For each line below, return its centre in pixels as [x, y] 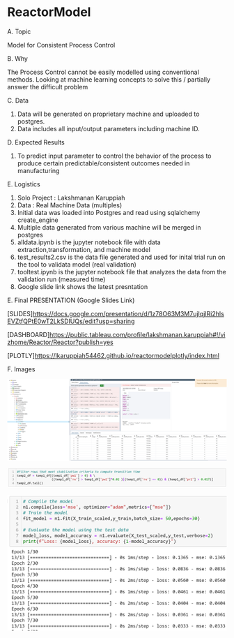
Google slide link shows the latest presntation [83, 286]
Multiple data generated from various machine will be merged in [109, 227]
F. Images [21, 369]
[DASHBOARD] [29, 334]
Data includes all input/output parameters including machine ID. [108, 128]
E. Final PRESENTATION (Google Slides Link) [71, 300]
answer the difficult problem [48, 87]
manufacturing [38, 170]
